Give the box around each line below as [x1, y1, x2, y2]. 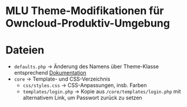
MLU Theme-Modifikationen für [5, 4, 164, 18]
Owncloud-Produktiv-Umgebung [5, 16, 170, 30]
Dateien [5, 44, 45, 57]
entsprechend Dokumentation [14, 69, 86, 76]
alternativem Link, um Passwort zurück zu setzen [22, 94, 142, 101]
